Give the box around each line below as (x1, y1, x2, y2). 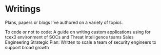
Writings (5, 3, 40, 15)
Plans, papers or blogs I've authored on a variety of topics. (5, 19, 123, 25)
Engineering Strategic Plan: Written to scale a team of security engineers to (5, 39, 157, 45)
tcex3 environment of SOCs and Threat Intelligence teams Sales (5, 34, 134, 40)
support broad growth (5, 44, 49, 50)
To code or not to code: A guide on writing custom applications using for (5, 29, 151, 35)
